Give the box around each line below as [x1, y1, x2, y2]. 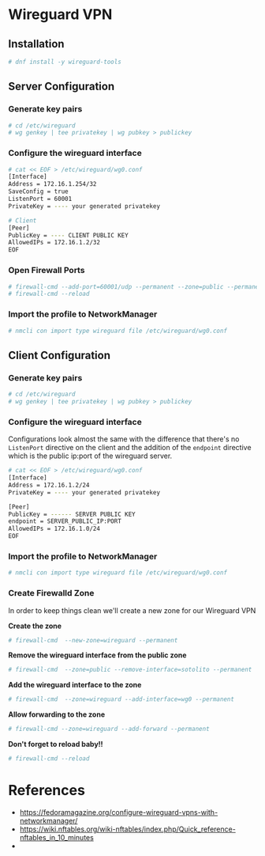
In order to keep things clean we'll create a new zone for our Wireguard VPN [8, 605, 256, 615]
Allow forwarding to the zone [8, 710, 105, 719]
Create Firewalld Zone [8, 588, 95, 599]
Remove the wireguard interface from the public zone [8, 650, 187, 660]
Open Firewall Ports [8, 265, 85, 276]
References [8, 782, 85, 800]
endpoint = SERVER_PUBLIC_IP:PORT [8, 517, 122, 525]
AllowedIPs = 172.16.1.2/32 [8, 239, 101, 247]
